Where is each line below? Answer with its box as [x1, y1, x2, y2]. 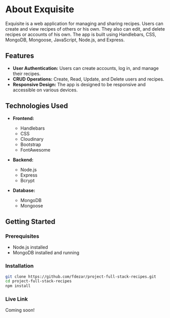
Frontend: [12, 115, 34, 121]
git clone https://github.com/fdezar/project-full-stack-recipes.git [5, 274, 157, 279]
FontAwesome [20, 146, 51, 153]
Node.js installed [12, 244, 48, 251]
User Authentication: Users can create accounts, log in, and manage [12, 65, 159, 71]
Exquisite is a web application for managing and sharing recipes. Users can [5, 20, 163, 27]
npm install [5, 283, 31, 289]
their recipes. [12, 70, 41, 77]
